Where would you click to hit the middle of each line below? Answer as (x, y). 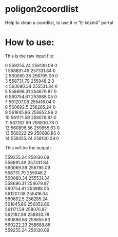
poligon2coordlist (42, 9)
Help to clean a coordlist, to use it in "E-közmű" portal (59, 23)
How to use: (30, 42)
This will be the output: (28, 147)
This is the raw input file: (30, 56)
